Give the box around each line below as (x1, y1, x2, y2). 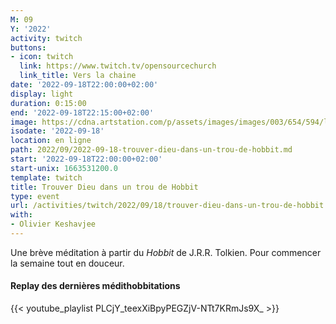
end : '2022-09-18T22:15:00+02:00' (10, 107, 155, 118)
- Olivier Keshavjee (10, 219, 97, 230)
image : (10, 117, 38, 127)
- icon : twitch (10, 52, 74, 62)
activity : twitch (10, 33, 83, 43)
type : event (10, 191, 60, 201)
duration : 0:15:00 (10, 98, 87, 108)
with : (10, 210, 33, 220)
